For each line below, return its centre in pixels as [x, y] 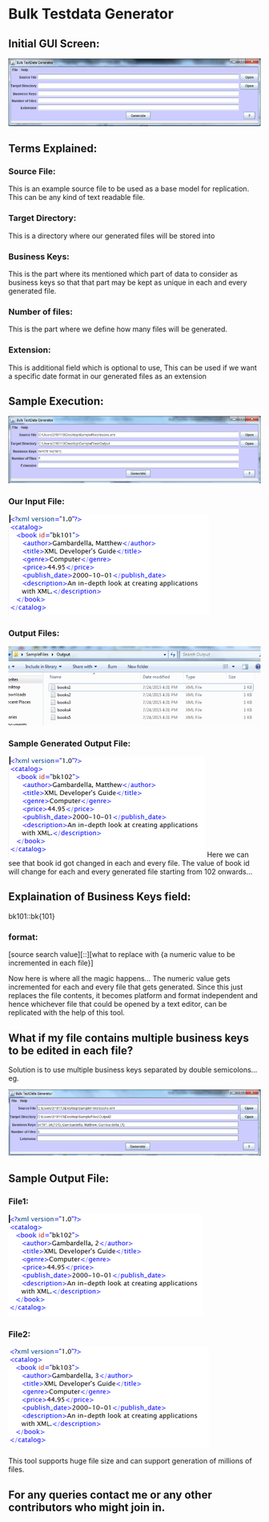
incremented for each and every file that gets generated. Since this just [126, 987]
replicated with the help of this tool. [67, 1013]
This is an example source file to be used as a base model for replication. [129, 189]
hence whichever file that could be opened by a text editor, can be [118, 1005]
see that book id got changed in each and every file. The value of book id [129, 863]
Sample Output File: [59, 1178]
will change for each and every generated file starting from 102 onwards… [130, 872]
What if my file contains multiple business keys [129, 1038]
